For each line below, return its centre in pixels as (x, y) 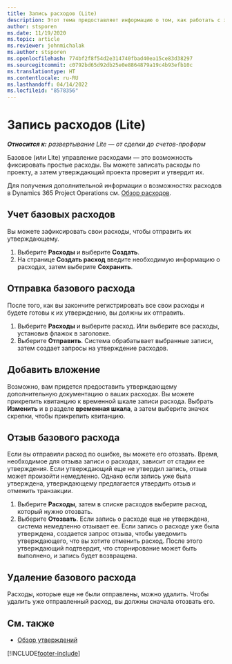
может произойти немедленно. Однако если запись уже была (99, 476)
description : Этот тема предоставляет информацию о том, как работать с (114, 20)
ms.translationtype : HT (41, 71)
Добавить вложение (54, 370)
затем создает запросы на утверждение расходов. (93, 348)
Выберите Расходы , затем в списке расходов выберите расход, (112, 504)
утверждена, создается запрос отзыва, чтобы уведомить (102, 534)
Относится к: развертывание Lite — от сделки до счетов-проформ (106, 144)
